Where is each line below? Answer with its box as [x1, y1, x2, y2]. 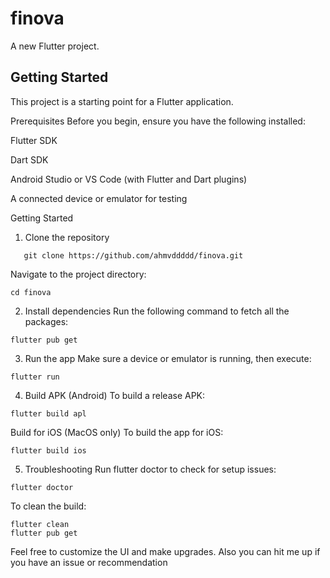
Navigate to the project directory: [10, 268, 147, 280]
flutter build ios [10, 445, 87, 456]
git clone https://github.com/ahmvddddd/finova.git [23, 250, 244, 261]
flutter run [10, 372, 60, 382]
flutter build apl [10, 408, 87, 419]
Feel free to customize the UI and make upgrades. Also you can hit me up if [10, 545, 321, 557]
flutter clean [10, 519, 70, 529]
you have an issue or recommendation [10, 556, 168, 568]
